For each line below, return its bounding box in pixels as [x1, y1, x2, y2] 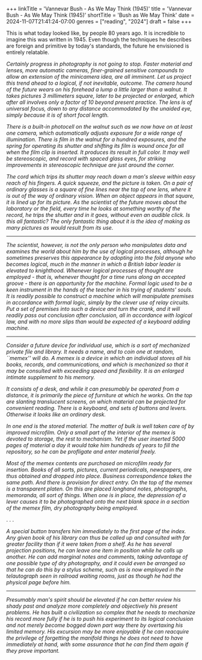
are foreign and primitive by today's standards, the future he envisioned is [6, 42, 189, 49]
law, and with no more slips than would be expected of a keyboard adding [6, 318, 191, 325]
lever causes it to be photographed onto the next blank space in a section [6, 498, 189, 505]
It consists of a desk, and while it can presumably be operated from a [6, 385, 179, 393]
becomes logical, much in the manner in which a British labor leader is [6, 261, 182, 267]
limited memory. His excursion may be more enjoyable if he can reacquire [6, 628, 189, 635]
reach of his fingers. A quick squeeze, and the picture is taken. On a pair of [6, 180, 194, 186]
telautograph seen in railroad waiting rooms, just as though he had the [6, 572, 182, 579]
